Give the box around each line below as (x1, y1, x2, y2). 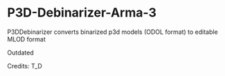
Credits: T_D (7, 61, 43, 70)
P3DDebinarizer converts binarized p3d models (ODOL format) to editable (7, 28, 218, 36)
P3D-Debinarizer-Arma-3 (7, 5, 157, 21)
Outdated (7, 48, 35, 57)
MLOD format (7, 35, 46, 43)
